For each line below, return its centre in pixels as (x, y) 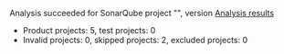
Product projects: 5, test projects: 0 (89, 30)
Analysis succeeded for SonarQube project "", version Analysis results (142, 13)
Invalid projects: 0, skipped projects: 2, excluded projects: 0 (135, 40)
